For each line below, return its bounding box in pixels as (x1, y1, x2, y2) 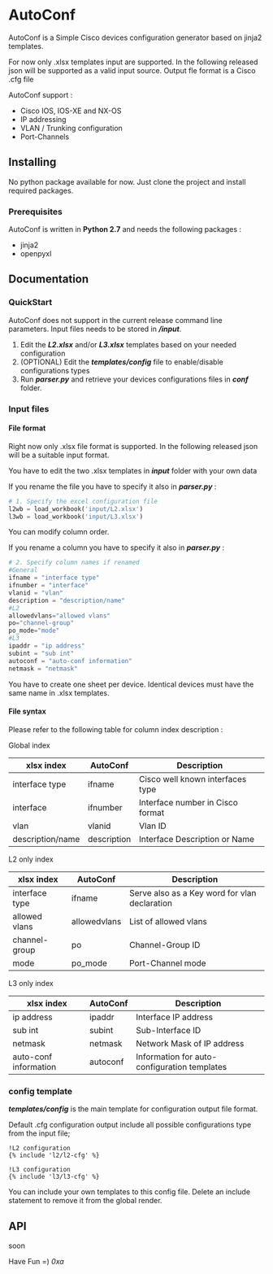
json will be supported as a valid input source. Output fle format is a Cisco (8, 65, 256, 75)
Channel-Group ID (128, 939, 201, 950)
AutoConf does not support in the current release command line (8, 315, 223, 325)
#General (8, 566, 38, 574)
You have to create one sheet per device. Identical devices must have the (8, 679, 254, 689)
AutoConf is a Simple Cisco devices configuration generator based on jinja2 (8, 33, 262, 42)
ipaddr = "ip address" (8, 642, 85, 650)
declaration (128, 897, 173, 909)
